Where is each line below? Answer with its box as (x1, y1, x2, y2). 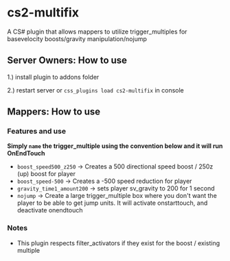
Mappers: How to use (7, 106, 101, 118)
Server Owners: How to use (7, 55, 128, 66)
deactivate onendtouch (16, 206, 83, 214)
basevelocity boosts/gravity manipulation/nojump (7, 34, 148, 42)
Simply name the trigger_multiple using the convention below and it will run (7, 142, 223, 150)
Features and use (7, 127, 67, 136)
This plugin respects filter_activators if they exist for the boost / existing (16, 238, 220, 247)
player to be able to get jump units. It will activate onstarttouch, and (16, 199, 208, 207)
